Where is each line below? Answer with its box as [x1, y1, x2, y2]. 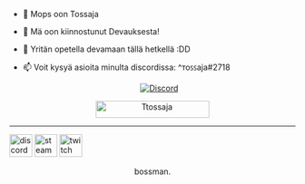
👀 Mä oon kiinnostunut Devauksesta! [22, 26, 161, 36]
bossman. [133, 166, 172, 177]
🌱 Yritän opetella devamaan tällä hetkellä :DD [22, 44, 191, 54]
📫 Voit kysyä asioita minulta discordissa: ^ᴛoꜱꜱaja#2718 [22, 62, 231, 73]
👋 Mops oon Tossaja [22, 9, 100, 19]
